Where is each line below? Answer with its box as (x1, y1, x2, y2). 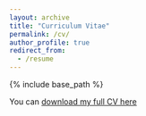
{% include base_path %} (9, 79, 104, 89)
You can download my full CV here (9, 96, 137, 107)
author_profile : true (9, 37, 90, 47)
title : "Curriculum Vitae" (9, 21, 110, 30)
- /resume (17, 54, 54, 63)
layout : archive (9, 12, 70, 22)
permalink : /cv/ (9, 29, 70, 38)
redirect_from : (9, 46, 66, 55)
